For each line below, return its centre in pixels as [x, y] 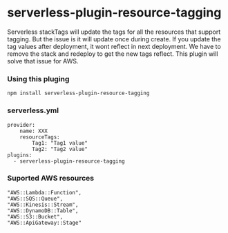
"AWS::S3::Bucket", [35, 216]
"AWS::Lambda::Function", [44, 192]
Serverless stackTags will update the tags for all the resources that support [114, 32]
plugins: [20, 155]
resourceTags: [40, 137]
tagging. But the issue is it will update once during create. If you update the [114, 39]
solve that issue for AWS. [43, 61]
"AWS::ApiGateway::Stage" [44, 223]
